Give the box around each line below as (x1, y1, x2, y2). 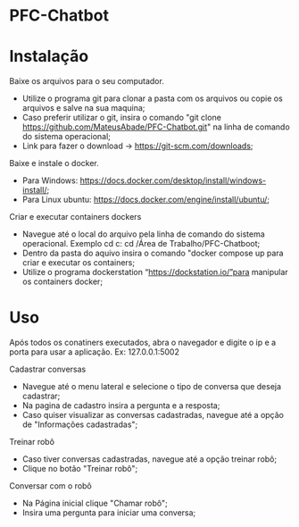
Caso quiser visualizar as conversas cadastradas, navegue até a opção (21, 410, 284, 421)
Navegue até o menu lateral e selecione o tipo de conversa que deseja (21, 381, 282, 392)
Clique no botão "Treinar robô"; (21, 464, 138, 474)
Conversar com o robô (9, 481, 92, 491)
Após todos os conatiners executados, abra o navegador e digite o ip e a (9, 337, 277, 348)
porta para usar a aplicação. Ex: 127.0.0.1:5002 (9, 347, 180, 357)
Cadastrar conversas (9, 364, 87, 375)
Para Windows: (21, 175, 79, 186)
